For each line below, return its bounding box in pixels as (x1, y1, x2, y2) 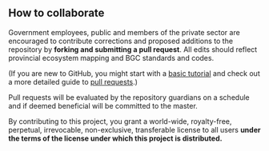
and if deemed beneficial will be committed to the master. (8, 101, 198, 110)
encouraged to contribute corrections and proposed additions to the (8, 36, 234, 46)
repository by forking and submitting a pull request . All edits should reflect (8, 44, 258, 54)
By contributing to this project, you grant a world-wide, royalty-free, (8, 116, 232, 126)
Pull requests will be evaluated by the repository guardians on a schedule (8, 92, 250, 102)
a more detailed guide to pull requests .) (8, 77, 139, 86)
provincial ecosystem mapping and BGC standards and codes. (8, 53, 215, 62)
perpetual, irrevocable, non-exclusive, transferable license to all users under (8, 125, 261, 134)
